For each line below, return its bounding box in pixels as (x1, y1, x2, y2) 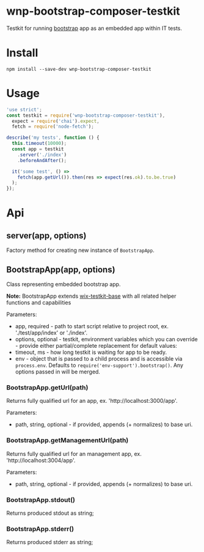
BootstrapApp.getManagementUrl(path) (6, 436, 129, 444)
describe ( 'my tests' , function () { (6, 134, 100, 141)
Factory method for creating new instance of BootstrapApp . (6, 246, 155, 254)
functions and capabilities (6, 299, 71, 306)
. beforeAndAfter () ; (17, 157, 67, 163)
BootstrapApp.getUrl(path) (6, 383, 89, 392)
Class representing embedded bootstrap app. (6, 281, 121, 288)
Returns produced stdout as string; (6, 509, 95, 517)
